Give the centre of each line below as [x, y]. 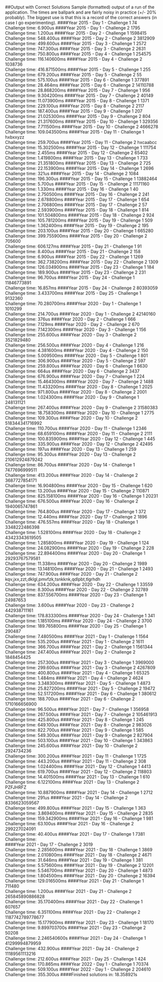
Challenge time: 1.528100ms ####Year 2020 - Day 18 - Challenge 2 [73, 532]
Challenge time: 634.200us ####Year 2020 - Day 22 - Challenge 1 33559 [79, 584]
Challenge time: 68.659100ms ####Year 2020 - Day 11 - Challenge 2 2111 [79, 433]
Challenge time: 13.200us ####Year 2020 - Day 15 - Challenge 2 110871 [77, 491]
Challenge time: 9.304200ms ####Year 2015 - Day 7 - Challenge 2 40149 [79, 95]
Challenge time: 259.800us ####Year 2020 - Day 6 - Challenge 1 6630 [76, 366]
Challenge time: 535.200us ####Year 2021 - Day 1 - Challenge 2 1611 [74, 642]
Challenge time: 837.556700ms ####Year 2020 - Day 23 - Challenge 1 [76, 595]
